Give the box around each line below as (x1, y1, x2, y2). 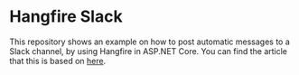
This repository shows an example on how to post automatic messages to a (9, 36, 291, 47)
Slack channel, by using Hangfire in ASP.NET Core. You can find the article (9, 45, 287, 56)
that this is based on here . (9, 55, 107, 66)
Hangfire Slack (9, 6, 124, 27)
